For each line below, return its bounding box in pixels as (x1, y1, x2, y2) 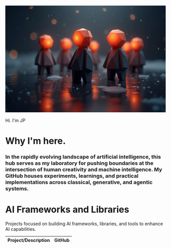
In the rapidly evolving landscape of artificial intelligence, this (5, 153, 161, 160)
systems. (5, 185, 29, 192)
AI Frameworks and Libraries (5, 204, 130, 215)
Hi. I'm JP (5, 117, 25, 123)
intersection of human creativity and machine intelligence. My (5, 166, 162, 173)
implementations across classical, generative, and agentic (5, 178, 153, 185)
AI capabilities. (5, 226, 37, 232)
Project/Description (7, 237, 50, 243)
